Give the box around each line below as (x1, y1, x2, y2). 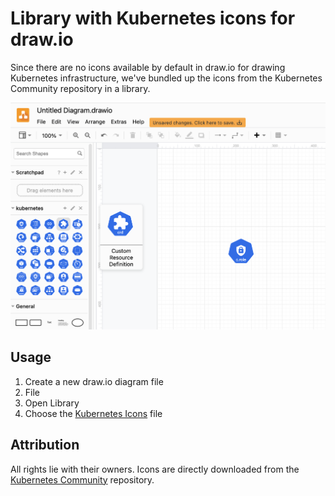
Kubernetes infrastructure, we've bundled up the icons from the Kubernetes (10, 72, 323, 84)
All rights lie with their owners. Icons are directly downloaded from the (10, 463, 300, 475)
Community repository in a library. (10, 82, 151, 94)
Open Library (24, 397, 80, 409)
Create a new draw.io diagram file (24, 375, 164, 387)
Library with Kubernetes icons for (10, 7, 296, 30)
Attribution (10, 437, 80, 454)
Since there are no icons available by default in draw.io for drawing (10, 61, 286, 73)
